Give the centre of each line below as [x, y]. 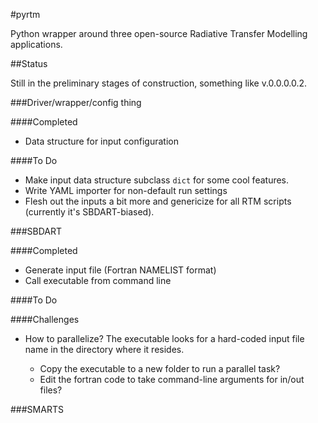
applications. [36, 44]
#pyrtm [25, 14]
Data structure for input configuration [101, 141]
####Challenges [45, 319]
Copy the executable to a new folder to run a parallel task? [160, 368]
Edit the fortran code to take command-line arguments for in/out [172, 379]
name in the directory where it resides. [104, 349]
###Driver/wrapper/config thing [76, 102]
